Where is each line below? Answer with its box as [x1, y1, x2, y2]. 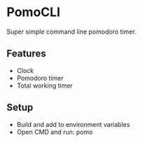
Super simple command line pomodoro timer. [6, 27, 137, 36]
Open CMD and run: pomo [16, 128, 93, 136]
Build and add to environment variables [16, 120, 130, 128]
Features [6, 48, 46, 60]
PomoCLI [6, 4, 61, 20]
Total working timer [16, 81, 73, 90]
